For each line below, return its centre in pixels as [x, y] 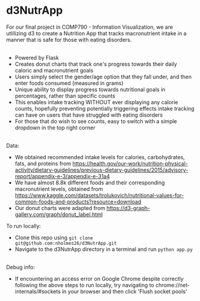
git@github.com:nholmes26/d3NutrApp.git [66, 243]
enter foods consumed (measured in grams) [69, 83]
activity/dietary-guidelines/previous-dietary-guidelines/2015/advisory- [101, 170]
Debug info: [21, 267]
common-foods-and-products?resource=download [78, 202]
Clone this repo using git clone [54, 238]
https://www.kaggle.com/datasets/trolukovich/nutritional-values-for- [99, 195]
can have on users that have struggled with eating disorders [89, 115]
